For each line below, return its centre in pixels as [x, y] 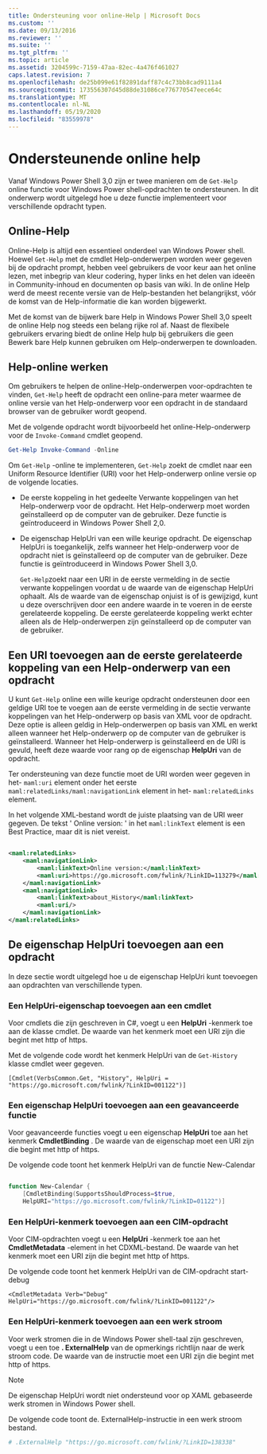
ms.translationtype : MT [48, 97]
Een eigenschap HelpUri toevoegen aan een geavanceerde [124, 1105]
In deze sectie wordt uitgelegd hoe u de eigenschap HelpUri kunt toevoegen [133, 976]
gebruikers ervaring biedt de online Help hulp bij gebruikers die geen [121, 333]
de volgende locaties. [44, 482]
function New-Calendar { [49, 1187]
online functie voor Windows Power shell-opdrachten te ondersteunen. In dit [133, 189]
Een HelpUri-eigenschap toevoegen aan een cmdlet [110, 1005]
